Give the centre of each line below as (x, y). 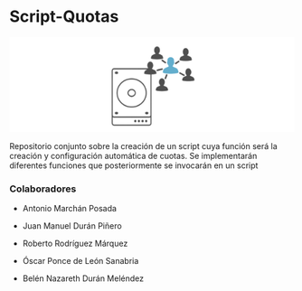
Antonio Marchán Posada (70, 209)
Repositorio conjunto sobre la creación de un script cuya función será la (143, 145)
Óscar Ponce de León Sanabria (80, 261)
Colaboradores (43, 189)
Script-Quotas (64, 17)
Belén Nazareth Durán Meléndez (83, 278)
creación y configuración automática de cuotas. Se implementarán (133, 155)
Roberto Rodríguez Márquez (75, 244)
